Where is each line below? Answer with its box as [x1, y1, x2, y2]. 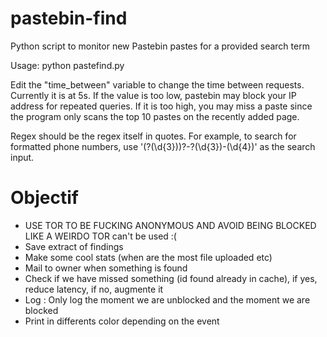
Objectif [10, 187, 79, 209]
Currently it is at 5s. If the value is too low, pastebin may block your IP [10, 89, 297, 101]
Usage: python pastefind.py [10, 59, 125, 71]
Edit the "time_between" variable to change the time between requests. [10, 78, 305, 91]
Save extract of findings [24, 240, 124, 252]
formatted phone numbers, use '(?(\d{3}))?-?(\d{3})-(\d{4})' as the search [10, 140, 316, 152]
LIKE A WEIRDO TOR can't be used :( [24, 230, 177, 242]
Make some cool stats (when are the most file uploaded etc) [24, 251, 273, 263]
